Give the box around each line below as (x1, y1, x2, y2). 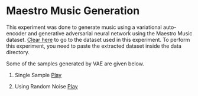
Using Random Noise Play (14, 82, 78, 90)
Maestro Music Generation (6, 4, 140, 18)
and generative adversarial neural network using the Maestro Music (27, 29, 193, 37)
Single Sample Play (14, 71, 62, 78)
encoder (6, 29, 27, 37)
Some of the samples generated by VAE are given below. (6, 60, 145, 67)
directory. (6, 48, 30, 55)
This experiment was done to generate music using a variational (6, 24, 163, 31)
